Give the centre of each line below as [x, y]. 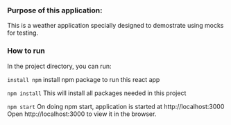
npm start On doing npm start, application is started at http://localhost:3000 [116, 106]
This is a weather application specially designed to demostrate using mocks [115, 26]
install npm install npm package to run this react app [84, 79]
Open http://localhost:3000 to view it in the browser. [82, 114]
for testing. [23, 33]
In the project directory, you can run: [59, 66]
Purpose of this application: [55, 10]
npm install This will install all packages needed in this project [97, 93]
